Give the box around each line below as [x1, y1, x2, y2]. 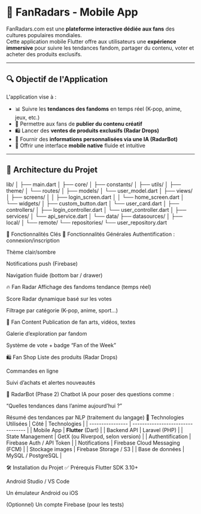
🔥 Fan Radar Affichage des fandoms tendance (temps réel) [6, 283, 151, 290]
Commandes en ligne [6, 367, 59, 375]
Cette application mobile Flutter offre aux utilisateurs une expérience [6, 38, 176, 45]
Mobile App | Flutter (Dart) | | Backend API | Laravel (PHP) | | [33, 426, 184, 433]
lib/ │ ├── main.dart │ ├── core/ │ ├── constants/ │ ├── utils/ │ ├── [6, 181, 181, 188]
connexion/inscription [6, 236, 60, 244]
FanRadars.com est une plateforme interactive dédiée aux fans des [6, 25, 175, 32]
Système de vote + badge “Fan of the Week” [6, 341, 117, 349]
